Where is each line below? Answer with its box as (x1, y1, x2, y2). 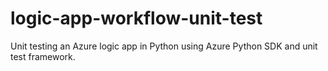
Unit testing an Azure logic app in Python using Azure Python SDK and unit (10, 40, 318, 52)
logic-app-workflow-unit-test (10, 7, 263, 30)
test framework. (10, 50, 76, 62)
